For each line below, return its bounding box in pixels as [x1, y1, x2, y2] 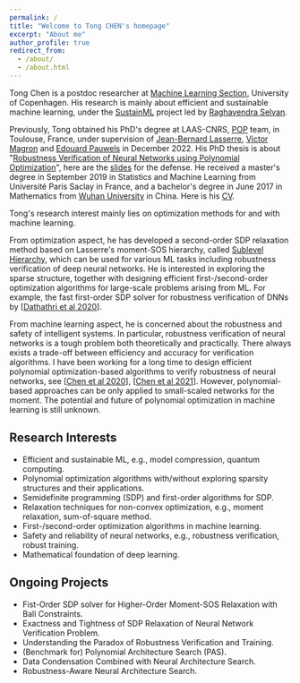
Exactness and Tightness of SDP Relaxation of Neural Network [21, 618, 254, 628]
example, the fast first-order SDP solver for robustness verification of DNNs [9, 292, 289, 303]
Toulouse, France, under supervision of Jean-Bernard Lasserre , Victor [9, 133, 269, 144]
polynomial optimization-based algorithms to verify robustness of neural [9, 366, 276, 377]
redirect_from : [9, 47, 66, 55]
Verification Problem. [21, 628, 100, 638]
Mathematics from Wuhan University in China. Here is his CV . [9, 190, 236, 201]
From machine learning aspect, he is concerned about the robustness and [9, 319, 282, 329]
